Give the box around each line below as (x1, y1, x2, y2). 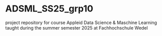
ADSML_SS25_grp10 (5, 3, 93, 14)
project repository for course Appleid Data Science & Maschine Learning (5, 19, 157, 25)
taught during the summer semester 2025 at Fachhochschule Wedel (5, 24, 148, 30)
